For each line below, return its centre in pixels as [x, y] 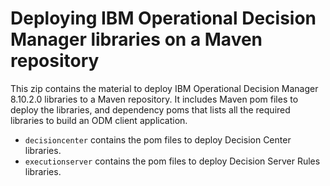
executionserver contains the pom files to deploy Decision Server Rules [172, 161]
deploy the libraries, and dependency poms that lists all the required [150, 109]
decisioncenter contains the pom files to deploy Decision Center [158, 139]
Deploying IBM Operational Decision [163, 18]
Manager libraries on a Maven [136, 39]
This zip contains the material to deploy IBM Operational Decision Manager [164, 88]
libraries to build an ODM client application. [99, 120]
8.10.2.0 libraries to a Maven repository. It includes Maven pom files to [154, 99]
